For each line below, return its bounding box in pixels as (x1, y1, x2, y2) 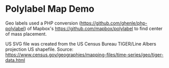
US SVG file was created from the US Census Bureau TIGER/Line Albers (5, 40, 157, 47)
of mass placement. (5, 31, 47, 37)
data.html (5, 57, 26, 63)
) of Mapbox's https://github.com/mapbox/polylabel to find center (24, 25, 163, 31)
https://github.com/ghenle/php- (80, 20, 148, 26)
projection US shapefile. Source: (5, 46, 74, 52)
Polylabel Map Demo (5, 3, 94, 15)
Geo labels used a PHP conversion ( (5, 20, 81, 26)
